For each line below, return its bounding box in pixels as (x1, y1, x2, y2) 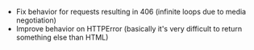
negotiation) (15, 15, 56, 25)
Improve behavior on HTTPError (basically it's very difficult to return (15, 24, 243, 33)
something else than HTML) (15, 32, 109, 42)
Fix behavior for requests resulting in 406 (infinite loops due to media (15, 7, 247, 16)
